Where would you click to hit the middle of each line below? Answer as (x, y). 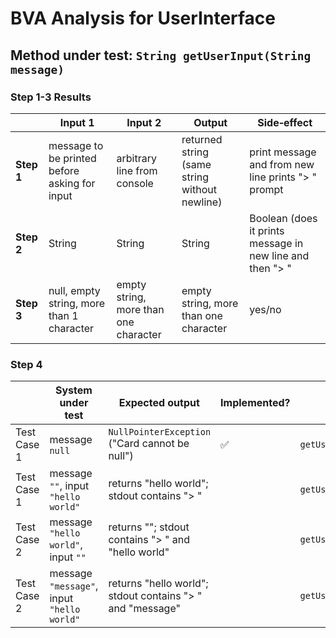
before (64, 170)
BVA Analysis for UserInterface (143, 18)
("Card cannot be (149, 444)
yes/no (265, 309)
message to (76, 145)
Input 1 (77, 122)
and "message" (144, 609)
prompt (266, 189)
